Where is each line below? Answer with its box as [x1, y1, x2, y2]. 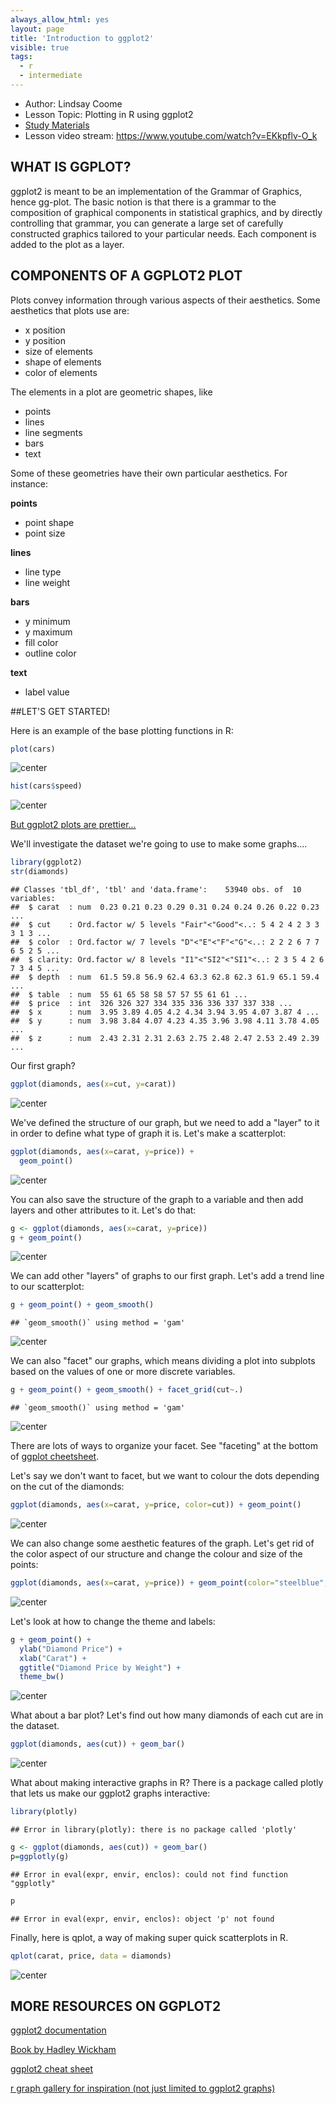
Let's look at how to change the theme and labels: [10, 1615, 216, 1627]
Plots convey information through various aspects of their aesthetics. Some [10, 294, 321, 306]
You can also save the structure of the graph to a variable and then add [10, 1193, 304, 1205]
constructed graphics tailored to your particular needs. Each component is [10, 227, 317, 240]
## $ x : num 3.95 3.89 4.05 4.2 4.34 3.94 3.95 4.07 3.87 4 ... [10, 1007, 320, 1017]
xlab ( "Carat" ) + [19, 1653, 87, 1663]
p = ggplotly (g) [10, 1851, 70, 1861]
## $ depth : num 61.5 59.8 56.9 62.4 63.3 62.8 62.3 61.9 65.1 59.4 [10, 972, 320, 982]
